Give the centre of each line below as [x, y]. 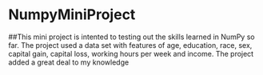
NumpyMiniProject [72, 15]
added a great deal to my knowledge [69, 62]
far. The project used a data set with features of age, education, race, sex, [130, 45]
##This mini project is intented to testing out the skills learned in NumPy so [131, 37]
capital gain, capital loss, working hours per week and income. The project [131, 53]
